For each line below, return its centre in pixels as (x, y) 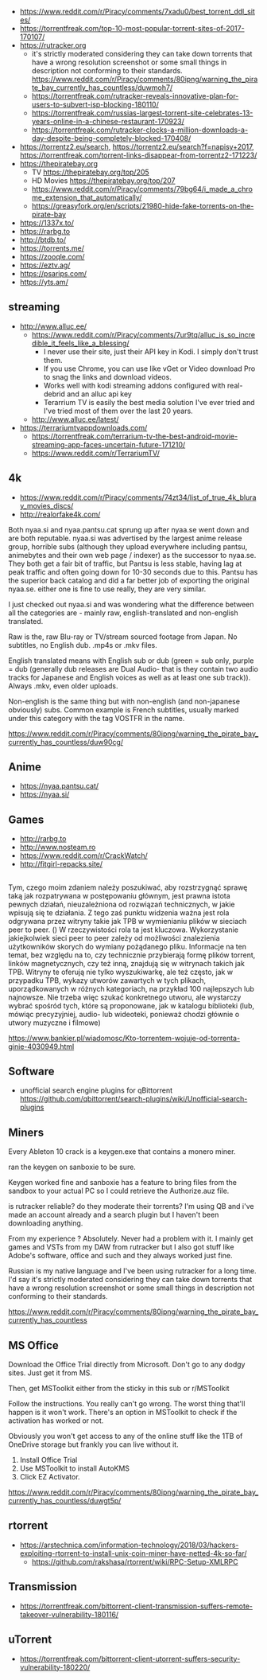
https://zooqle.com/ (52, 257)
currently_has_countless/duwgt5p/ (65, 1501)
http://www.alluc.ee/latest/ (75, 419)
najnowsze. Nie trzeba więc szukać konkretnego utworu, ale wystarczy (125, 997)
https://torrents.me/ (52, 248)
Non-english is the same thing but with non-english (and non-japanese (124, 701)
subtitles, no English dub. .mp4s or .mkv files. (83, 645)
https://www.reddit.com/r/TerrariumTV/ (96, 453)
